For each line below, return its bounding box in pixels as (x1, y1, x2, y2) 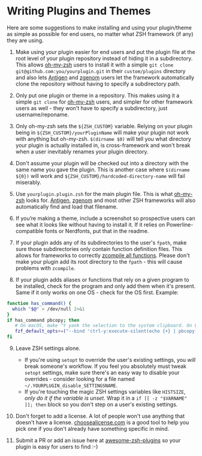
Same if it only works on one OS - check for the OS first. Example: (15, 289, 179, 296)
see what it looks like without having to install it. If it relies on (15, 221, 165, 228)
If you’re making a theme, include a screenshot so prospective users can (15, 215, 195, 222)
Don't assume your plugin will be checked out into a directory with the (15, 159, 189, 167)
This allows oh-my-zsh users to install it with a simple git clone (15, 61, 174, 68)
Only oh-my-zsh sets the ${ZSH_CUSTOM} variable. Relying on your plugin (15, 122, 193, 129)
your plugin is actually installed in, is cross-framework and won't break (15, 141, 191, 149)
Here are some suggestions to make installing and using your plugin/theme (7, 24, 192, 31)
